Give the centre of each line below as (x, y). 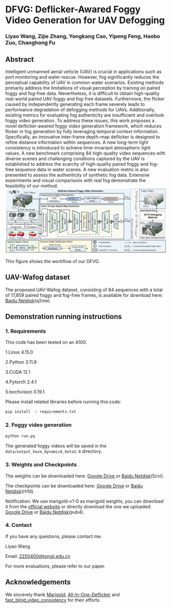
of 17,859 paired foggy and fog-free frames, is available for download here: (84, 295)
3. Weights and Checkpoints (41, 465)
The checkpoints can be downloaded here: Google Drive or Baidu (74, 486)
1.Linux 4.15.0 (19, 352)
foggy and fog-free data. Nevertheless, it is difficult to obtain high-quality (82, 93)
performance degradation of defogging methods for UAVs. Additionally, (80, 110)
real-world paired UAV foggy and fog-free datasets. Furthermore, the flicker (85, 99)
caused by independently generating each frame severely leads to (75, 104)
